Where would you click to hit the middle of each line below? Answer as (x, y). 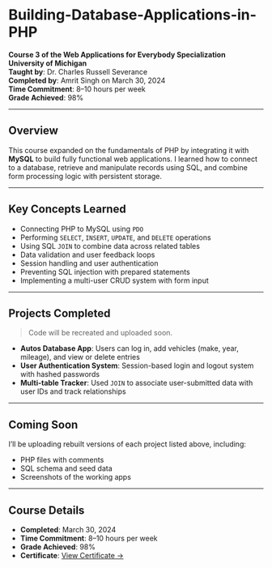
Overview (34, 131)
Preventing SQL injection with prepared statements (105, 271)
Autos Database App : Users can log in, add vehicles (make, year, (129, 348)
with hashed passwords (59, 374)
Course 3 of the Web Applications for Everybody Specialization (117, 54)
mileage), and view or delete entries (80, 357)
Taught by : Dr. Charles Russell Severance (78, 71)
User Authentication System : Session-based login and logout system (137, 365)
